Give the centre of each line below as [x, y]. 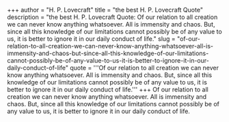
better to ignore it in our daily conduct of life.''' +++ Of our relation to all [108, 89]
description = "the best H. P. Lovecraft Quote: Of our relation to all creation [112, 17]
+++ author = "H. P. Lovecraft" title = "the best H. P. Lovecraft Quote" [105, 10]
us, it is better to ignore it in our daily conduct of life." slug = [91, 39]
